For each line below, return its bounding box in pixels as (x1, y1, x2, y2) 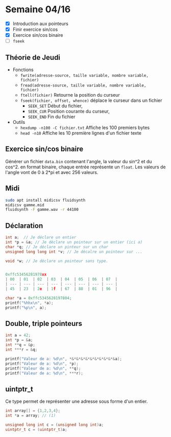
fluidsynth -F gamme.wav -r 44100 (5, 207, 79, 212)
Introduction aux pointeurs (12, 20, 69, 27)
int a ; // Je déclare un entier (5, 235, 77, 240)
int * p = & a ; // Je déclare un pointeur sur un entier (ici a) (5, 239, 143, 245)
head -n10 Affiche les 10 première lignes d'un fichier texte (20, 130, 142, 136)
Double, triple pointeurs (5, 319, 83, 328)
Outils (12, 119, 26, 125)
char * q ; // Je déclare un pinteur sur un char (5, 244, 109, 249)
